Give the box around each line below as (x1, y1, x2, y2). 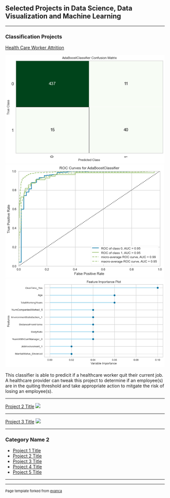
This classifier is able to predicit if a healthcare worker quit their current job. (5, 372, 163, 378)
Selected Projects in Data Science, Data (5, 4, 133, 13)
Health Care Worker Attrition (5, 45, 64, 51)
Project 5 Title (12, 469, 42, 475)
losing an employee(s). (5, 388, 53, 394)
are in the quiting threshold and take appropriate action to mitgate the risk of (5, 383, 164, 389)
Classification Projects (5, 33, 62, 40)
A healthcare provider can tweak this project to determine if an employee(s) (5, 377, 163, 383)
